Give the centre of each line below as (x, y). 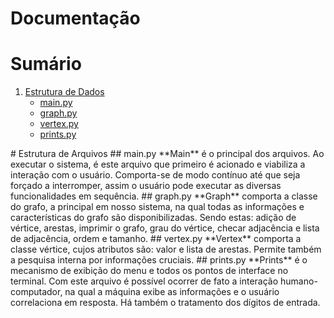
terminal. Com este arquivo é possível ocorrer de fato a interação (144, 281)
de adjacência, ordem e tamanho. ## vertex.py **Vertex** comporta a (156, 239)
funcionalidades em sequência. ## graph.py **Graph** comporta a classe (164, 196)
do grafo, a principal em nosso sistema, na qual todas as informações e (157, 207)
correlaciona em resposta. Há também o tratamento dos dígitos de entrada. (165, 303)
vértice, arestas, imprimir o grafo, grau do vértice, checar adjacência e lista (165, 228)
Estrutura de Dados (64, 92)
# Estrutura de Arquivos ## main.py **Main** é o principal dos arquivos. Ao (167, 154)
